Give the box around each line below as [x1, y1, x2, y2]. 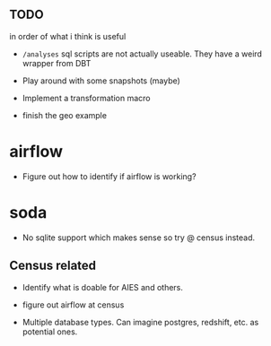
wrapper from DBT [22, 57, 92, 68]
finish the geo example [22, 109, 108, 120]
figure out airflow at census [22, 299, 125, 310]
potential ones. [22, 326, 78, 337]
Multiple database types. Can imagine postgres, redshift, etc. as [22, 316, 259, 327]
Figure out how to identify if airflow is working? [22, 170, 197, 182]
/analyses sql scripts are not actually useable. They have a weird [22, 48, 263, 59]
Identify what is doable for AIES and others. [22, 281, 184, 292]
